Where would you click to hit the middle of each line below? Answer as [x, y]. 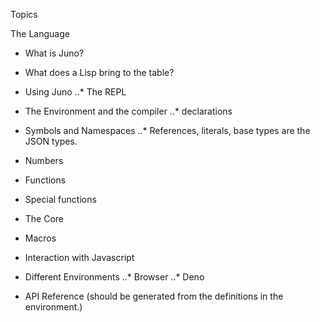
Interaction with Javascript [79, 257]
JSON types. [51, 141]
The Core [44, 218]
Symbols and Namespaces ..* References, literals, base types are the [167, 130]
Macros [40, 238]
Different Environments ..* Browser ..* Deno [114, 277]
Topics [24, 14]
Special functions [60, 199]
